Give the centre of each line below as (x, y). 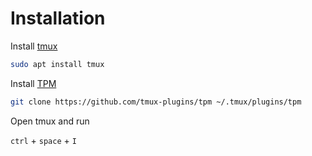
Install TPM (33, 83)
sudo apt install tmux (57, 64)
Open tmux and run (50, 121)
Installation (58, 18)
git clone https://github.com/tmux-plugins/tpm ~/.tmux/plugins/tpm (156, 102)
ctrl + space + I (43, 140)
